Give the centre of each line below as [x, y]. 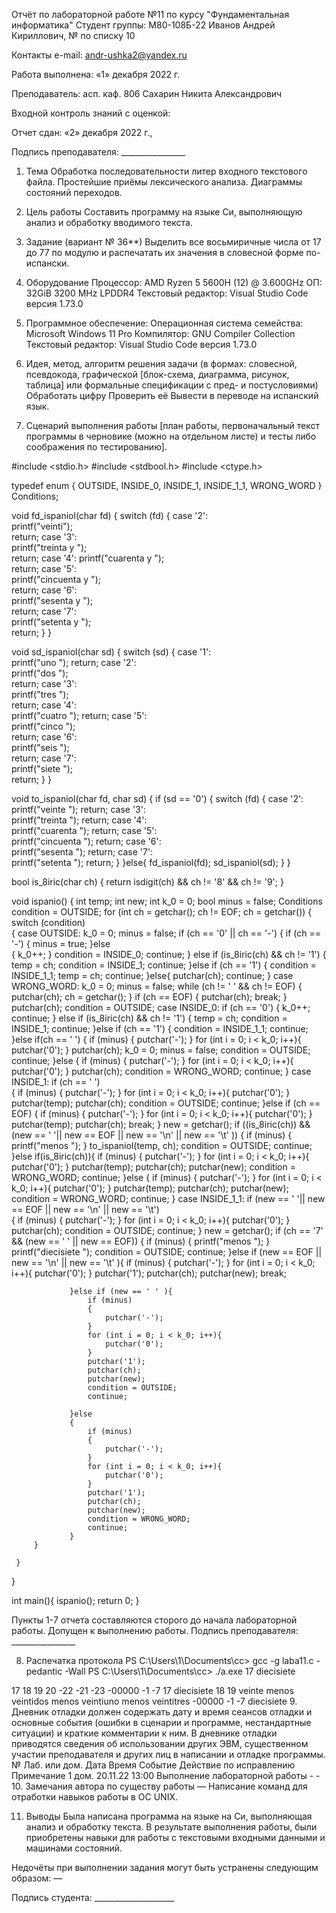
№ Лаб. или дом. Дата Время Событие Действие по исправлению [153, 1765]
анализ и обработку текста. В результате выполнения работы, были [171, 1827]
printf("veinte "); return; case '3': [78, 809]
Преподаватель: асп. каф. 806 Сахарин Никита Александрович [147, 93]
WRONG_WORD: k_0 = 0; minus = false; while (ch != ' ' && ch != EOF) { [157, 986]
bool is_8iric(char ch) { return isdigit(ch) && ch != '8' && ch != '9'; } [147, 882]
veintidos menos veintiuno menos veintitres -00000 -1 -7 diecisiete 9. [154, 1701]
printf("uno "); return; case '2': [74, 662]
